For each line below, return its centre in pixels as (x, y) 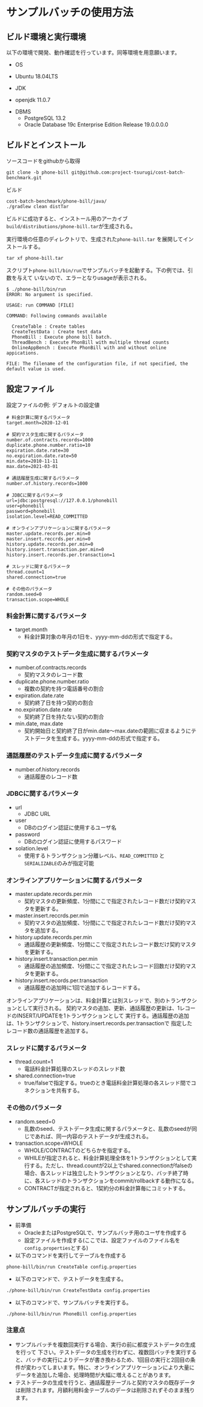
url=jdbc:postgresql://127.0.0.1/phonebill (62, 500)
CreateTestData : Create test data (57, 331)
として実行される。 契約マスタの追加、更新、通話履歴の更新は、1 (98, 1008)
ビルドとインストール (46, 145)
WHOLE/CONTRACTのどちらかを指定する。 (79, 1150)
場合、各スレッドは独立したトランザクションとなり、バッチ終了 (104, 1173)
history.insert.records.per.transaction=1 (61, 555)
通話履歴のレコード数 (51, 776)
